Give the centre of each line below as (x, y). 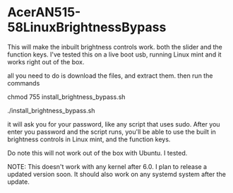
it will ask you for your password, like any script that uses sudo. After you (114, 124)
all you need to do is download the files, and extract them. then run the (110, 76)
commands (24, 83)
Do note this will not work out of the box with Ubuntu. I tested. (97, 153)
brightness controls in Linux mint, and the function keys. (89, 139)
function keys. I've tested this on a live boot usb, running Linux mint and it (114, 54)
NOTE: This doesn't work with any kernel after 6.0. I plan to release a (107, 166)
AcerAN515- (44, 12)
